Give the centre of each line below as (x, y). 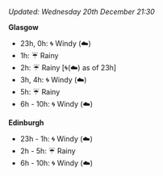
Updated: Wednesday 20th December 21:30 (81, 12)
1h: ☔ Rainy (39, 55)
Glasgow (23, 27)
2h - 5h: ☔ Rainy (48, 151)
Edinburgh (26, 123)
